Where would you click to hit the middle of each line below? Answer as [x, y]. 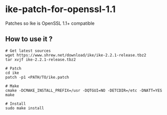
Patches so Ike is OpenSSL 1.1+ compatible [50, 23]
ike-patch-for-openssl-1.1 [60, 9]
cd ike [12, 73]
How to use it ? [29, 39]
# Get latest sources [28, 51]
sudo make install [25, 108]
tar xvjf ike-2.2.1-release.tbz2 [41, 60]
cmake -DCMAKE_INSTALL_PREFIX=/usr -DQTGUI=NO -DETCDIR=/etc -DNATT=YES [84, 90]
